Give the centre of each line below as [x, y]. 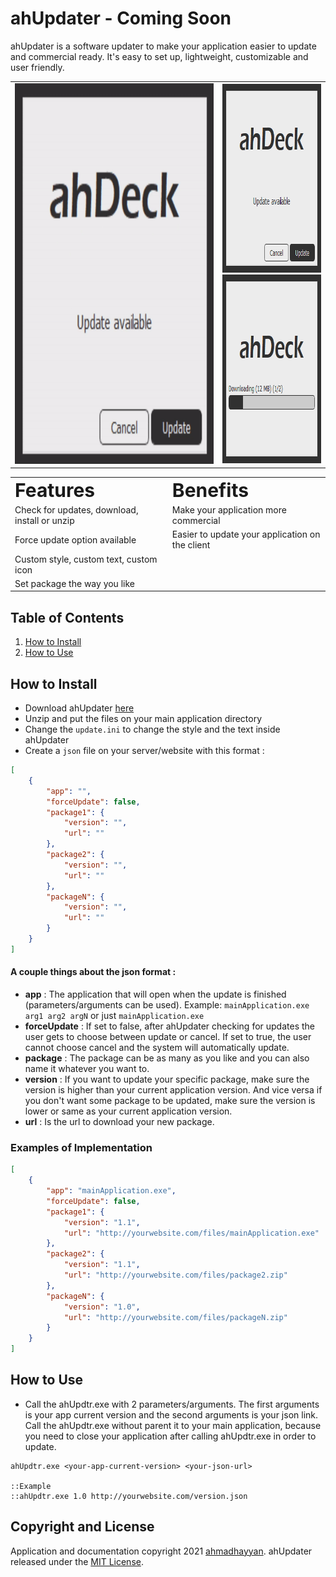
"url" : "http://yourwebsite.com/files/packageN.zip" [175, 1317]
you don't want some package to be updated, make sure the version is [170, 1101]
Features [55, 490]
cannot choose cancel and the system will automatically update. [157, 1048]
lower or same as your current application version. [128, 1111]
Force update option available [75, 539]
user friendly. [37, 67]
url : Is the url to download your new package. [119, 1122]
